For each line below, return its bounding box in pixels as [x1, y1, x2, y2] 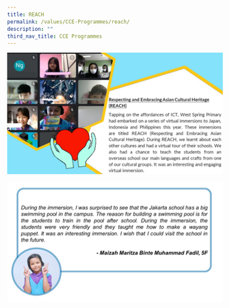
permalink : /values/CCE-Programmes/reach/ [7, 18, 130, 25]
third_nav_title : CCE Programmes [7, 33, 103, 40]
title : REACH [7, 11, 44, 18]
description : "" [7, 25, 53, 32]
